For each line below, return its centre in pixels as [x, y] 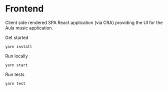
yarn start [16, 65]
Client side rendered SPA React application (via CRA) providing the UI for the [84, 22]
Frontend [24, 9]
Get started [17, 37]
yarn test [15, 83]
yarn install [19, 46]
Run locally [16, 56]
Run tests [15, 74]
